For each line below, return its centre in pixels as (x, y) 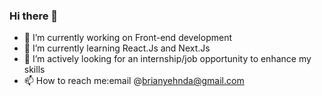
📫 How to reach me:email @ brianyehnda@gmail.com (134, 81)
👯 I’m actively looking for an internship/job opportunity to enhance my (167, 59)
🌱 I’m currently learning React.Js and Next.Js (117, 48)
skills (34, 70)
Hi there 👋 (34, 16)
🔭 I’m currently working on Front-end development (127, 38)
